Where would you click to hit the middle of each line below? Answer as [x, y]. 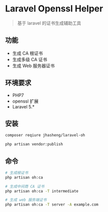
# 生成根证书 [17, 173]
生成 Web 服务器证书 [33, 66]
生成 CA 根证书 [27, 53]
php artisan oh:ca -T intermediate [42, 191]
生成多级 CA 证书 [30, 59]
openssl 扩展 [25, 101]
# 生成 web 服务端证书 [26, 200]
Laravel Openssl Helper [54, 9]
